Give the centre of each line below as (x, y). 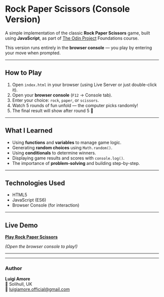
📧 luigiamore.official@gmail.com (37, 289)
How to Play (24, 73)
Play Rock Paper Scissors (31, 237)
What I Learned (29, 131)
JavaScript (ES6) (29, 200)
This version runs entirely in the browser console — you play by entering (79, 47)
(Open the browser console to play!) (41, 247)
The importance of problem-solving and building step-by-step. (76, 163)
